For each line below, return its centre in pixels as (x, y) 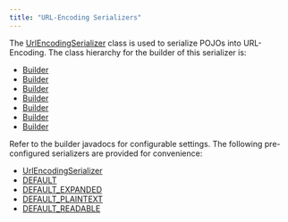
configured (30, 153)
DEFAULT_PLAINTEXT (63, 199)
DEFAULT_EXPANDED (62, 189)
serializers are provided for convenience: (127, 153)
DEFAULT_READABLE (61, 208)
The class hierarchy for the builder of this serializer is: (147, 52)
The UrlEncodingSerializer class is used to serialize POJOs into (125, 43)
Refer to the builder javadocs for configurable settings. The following (136, 144)
